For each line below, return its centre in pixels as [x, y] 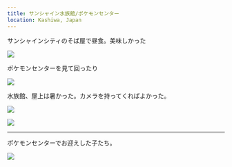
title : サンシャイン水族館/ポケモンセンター [63, 13]
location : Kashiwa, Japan [44, 20]
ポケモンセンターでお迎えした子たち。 [61, 143]
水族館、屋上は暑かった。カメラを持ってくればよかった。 [89, 96]
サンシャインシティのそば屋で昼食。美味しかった [77, 40]
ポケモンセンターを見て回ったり [52, 68]
